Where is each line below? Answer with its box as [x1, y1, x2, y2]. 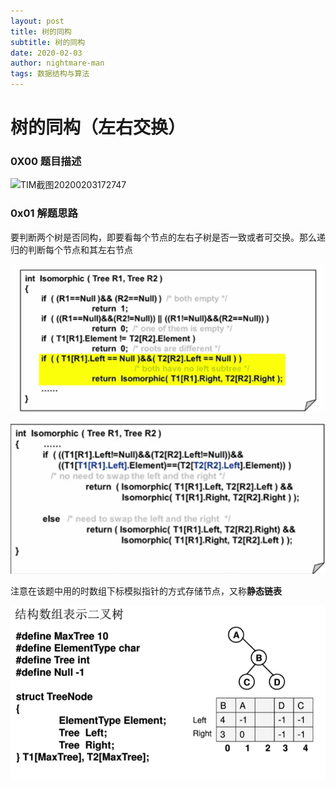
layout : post [10, 16, 65, 26]
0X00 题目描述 [10, 155, 82, 169]
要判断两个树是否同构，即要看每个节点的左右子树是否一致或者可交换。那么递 [10, 231, 326, 243]
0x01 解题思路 [10, 206, 78, 220]
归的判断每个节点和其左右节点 [10, 243, 133, 255]
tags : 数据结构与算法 [10, 69, 90, 79]
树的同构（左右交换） [10, 116, 187, 139]
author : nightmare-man [10, 58, 105, 69]
